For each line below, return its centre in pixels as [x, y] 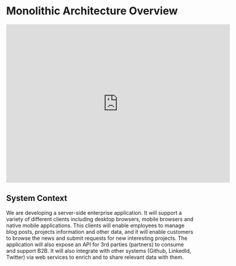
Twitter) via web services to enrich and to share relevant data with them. [95, 257]
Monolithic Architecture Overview [92, 11]
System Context [37, 198]
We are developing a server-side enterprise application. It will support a [94, 212]
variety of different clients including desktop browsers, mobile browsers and [100, 219]
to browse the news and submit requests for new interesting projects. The [97, 238]
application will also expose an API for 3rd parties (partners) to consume [95, 244]
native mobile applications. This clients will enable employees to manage [95, 225]
